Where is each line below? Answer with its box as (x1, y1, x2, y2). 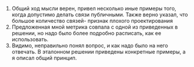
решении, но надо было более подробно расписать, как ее (11, 30, 162, 37)
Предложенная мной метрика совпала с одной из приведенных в (11, 23, 178, 30)
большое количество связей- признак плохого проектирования (11, 17, 173, 24)
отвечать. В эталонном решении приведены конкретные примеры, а (11, 48, 186, 55)
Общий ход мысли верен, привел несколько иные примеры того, (11, 5, 177, 12)
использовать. (11, 36, 49, 43)
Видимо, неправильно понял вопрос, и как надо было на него (11, 42, 168, 49)
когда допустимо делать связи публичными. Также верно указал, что (11, 11, 188, 18)
